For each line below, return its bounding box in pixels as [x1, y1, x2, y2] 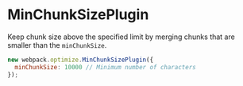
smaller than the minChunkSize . [7, 40, 107, 49]
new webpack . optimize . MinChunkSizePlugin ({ [7, 56, 154, 64]
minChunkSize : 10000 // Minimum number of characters [14, 63, 196, 71]
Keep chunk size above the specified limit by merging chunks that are [7, 32, 235, 41]
